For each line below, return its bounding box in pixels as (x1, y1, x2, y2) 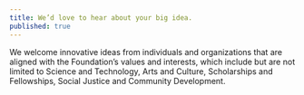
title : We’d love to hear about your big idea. (9, 13, 193, 23)
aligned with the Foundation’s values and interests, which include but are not (9, 56, 296, 67)
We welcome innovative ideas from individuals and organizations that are (9, 46, 283, 57)
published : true (9, 22, 71, 31)
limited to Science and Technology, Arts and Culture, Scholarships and (9, 65, 274, 77)
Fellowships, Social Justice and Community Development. (9, 75, 226, 86)
